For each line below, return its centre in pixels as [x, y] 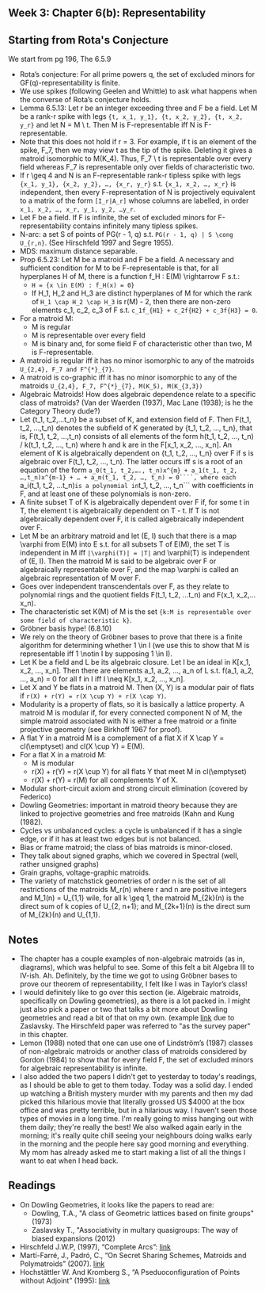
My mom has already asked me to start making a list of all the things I [132, 1153]
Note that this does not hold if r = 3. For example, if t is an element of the [138, 142]
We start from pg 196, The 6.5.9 [60, 59]
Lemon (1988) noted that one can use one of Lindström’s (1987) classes [136, 1043]
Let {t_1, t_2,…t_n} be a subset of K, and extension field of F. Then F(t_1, [135, 420]
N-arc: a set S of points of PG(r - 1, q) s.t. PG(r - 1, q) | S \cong [126, 235]
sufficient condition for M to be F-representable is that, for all [119, 268]
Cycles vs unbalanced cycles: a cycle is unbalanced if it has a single [131, 830]
